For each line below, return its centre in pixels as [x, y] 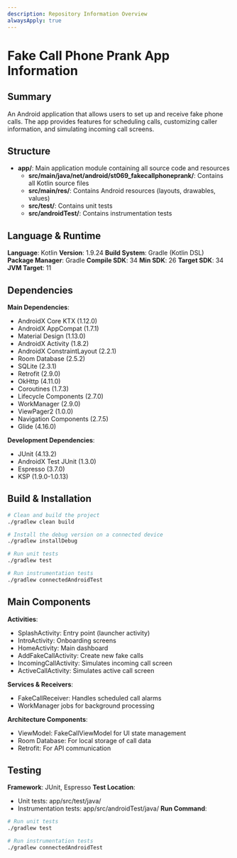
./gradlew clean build [41, 522]
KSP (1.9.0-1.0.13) [43, 477]
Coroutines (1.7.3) [43, 389]
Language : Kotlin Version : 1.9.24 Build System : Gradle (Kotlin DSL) [106, 253]
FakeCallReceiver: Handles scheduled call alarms [89, 698]
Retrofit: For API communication [64, 748]
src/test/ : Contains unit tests [70, 206]
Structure [29, 151]
